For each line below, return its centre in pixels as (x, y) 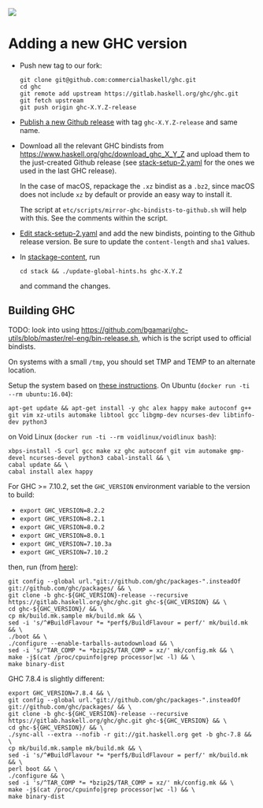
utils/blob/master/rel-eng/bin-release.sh (73, 338)
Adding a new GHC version (98, 44)
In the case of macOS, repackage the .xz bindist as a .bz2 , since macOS (137, 186)
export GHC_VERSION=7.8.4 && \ (59, 693)
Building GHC (42, 311)
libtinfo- (239, 415)
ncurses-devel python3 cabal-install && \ (100, 458)
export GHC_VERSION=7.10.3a (65, 544)
